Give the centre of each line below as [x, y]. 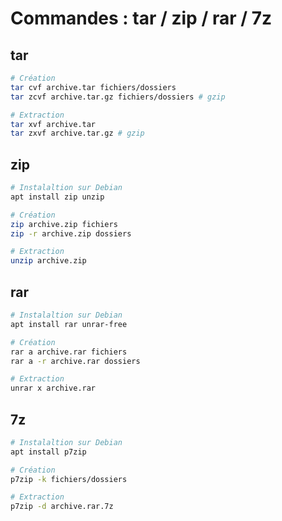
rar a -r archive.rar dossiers [75, 361]
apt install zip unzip [57, 197]
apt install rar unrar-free [69, 324]
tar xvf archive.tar [53, 124]
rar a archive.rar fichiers [69, 352]
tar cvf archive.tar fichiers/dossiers [93, 87]
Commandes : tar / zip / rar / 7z [141, 18]
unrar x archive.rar [53, 388]
